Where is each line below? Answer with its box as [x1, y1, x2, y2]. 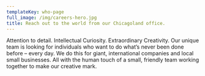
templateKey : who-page [6, 9, 64, 15]
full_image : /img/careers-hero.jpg [6, 15, 97, 21]
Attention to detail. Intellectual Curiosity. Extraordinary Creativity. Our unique [6, 37, 199, 44]
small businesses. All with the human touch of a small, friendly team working [6, 56, 199, 64]
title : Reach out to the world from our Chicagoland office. [6, 20, 166, 26]
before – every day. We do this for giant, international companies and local [6, 50, 194, 57]
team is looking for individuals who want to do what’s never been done [6, 43, 184, 50]
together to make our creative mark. [6, 63, 97, 70]
